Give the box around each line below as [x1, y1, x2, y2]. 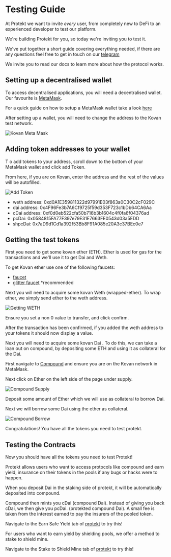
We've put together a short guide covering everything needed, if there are [5, 45, 160, 52]
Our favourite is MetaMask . [5, 95, 63, 101]
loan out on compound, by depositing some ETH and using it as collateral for [5, 345, 166, 352]
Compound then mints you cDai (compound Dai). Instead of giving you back [5, 500, 164, 506]
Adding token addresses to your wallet [5, 145, 130, 154]
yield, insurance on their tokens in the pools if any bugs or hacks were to [5, 469, 158, 476]
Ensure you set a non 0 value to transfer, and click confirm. [5, 315, 129, 321]
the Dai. [5, 351, 22, 357]
